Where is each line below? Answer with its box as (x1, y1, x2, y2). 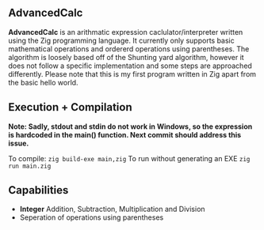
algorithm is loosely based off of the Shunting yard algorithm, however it (8, 52, 244, 62)
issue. (8, 138, 29, 148)
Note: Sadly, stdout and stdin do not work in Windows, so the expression (8, 122, 253, 131)
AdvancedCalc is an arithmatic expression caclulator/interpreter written (8, 27, 243, 36)
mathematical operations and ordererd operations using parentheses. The (8, 43, 250, 54)
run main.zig (8, 162, 52, 170)
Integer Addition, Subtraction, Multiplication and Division (19, 205, 205, 214)
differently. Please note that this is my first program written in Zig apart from (8, 69, 256, 78)
